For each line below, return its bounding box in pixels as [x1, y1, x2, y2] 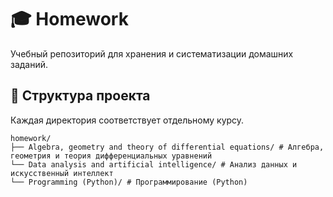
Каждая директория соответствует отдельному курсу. [10, 114, 245, 126]
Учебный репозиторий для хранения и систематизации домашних [10, 47, 294, 60]
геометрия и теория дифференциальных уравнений [10, 151, 213, 161]
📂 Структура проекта [10, 87, 151, 105]
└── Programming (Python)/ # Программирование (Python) [10, 177, 248, 187]
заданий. [10, 58, 49, 70]
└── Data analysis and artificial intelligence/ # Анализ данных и [10, 159, 298, 170]
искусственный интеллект [10, 168, 114, 178]
